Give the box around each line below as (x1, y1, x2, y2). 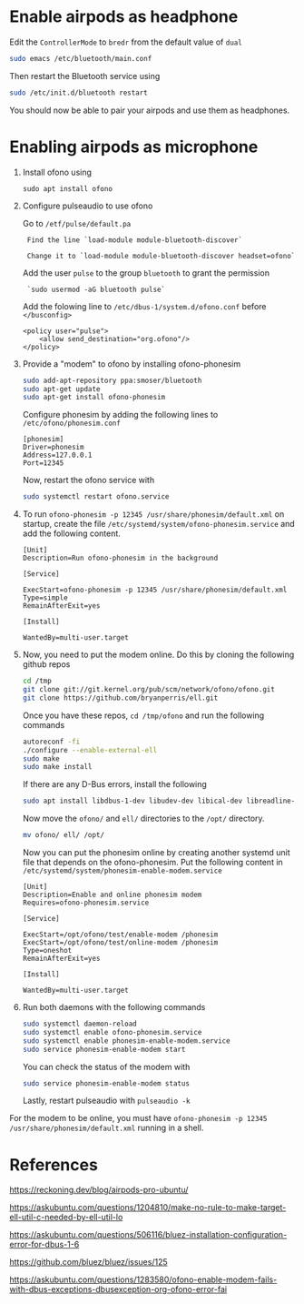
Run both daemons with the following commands (22, 1002, 206, 1012)
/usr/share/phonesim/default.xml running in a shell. (9, 1122, 204, 1134)
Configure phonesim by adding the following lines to (22, 409, 219, 420)
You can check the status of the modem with (22, 1061, 191, 1072)
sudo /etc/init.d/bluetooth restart (9, 88, 148, 97)
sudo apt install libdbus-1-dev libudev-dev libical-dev (22, 796, 243, 806)
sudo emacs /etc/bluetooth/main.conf (9, 54, 152, 63)
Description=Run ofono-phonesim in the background (22, 553, 219, 563)
